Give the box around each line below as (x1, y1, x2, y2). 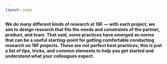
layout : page (5, 7, 33, 12)
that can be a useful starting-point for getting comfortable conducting (5, 37, 154, 43)
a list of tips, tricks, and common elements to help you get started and (5, 47, 154, 53)
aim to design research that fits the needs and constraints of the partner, (5, 26, 160, 32)
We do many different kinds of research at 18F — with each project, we (5, 21, 155, 27)
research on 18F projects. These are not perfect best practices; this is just (5, 42, 162, 48)
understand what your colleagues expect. (5, 53, 94, 59)
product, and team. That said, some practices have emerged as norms (5, 31, 154, 37)
